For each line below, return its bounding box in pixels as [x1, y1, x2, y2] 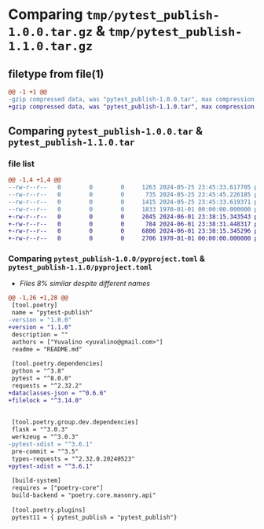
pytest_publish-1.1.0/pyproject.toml [8, 263, 153, 272]
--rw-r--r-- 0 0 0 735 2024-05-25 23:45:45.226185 [8, 191, 251, 199]
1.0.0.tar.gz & [8, 22, 106, 40]
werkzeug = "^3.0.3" [11, 433, 79, 441]
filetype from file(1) [8, 67, 104, 80]
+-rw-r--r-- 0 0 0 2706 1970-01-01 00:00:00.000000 [8, 234, 251, 243]
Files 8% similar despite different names [19, 279, 151, 288]
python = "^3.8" [11, 367, 65, 375]
